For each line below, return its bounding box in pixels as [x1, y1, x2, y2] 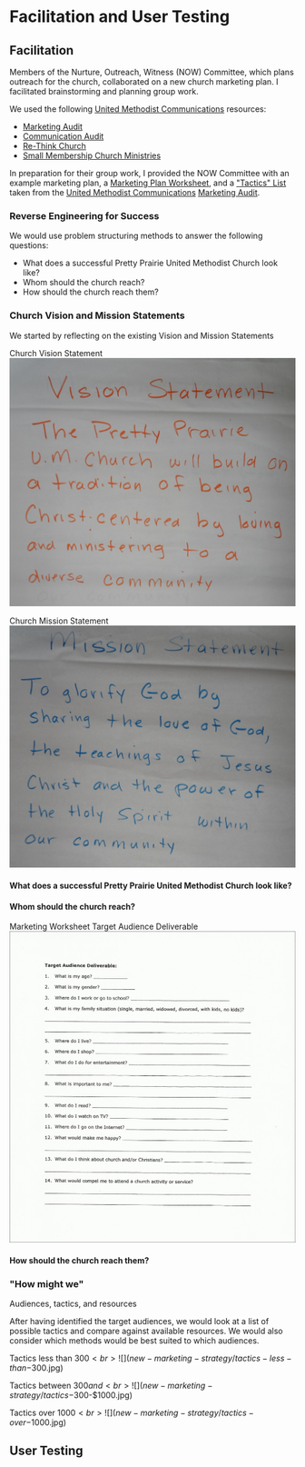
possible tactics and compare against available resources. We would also [9, 1325, 283, 1336]
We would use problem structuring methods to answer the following [9, 230, 263, 242]
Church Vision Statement [9, 347, 103, 358]
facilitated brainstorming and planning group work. [9, 86, 199, 96]
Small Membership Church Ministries [22, 150, 162, 161]
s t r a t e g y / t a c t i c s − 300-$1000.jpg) [9, 1389, 133, 1401]
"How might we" [9, 1277, 84, 1290]
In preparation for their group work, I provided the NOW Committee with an [9, 168, 290, 178]
